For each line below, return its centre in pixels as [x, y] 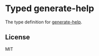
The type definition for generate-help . [44, 22]
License [18, 37]
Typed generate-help [50, 9]
